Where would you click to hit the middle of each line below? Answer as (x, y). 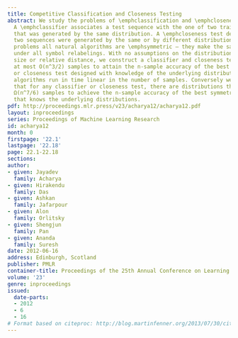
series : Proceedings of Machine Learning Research (84, 119)
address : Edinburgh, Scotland (52, 258)
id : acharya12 (28, 126)
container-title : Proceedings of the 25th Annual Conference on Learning (119, 271)
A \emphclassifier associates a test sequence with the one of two (115, 27)
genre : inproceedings (39, 284)
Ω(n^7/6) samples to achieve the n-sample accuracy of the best (110, 93)
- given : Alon (28, 212)
